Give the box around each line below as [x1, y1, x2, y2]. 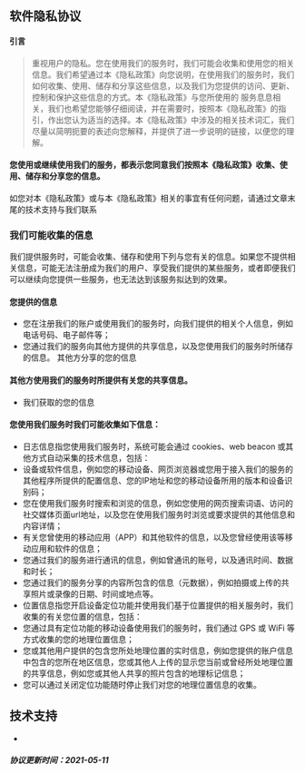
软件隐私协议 [9, 8, 82, 24]
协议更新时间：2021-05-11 [9, 755, 109, 766]
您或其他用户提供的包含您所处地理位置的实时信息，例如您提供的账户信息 [22, 645, 293, 656]
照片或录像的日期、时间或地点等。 [30, 588, 159, 599]
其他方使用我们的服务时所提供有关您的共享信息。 [9, 375, 192, 386]
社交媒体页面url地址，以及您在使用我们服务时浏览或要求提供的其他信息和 [22, 509, 295, 520]
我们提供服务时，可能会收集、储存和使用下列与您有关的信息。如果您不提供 [9, 251, 288, 262]
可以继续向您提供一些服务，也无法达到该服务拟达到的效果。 [9, 274, 232, 285]
